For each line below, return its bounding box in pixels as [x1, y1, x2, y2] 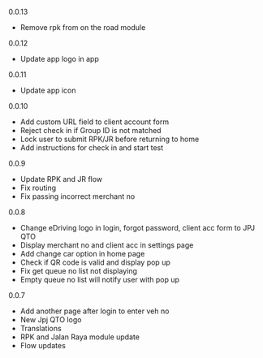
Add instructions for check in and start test [19, 143, 164, 153]
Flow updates [19, 341, 67, 350]
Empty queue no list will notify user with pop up [19, 275, 180, 284]
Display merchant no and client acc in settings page [19, 240, 194, 250]
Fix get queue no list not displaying [19, 266, 138, 275]
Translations [19, 324, 63, 333]
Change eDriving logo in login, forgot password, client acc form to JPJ [19, 223, 256, 232]
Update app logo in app [19, 54, 100, 63]
